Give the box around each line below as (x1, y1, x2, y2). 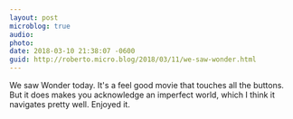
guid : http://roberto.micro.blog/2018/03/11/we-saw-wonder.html (9, 55, 257, 64)
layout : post (9, 13, 59, 23)
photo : (9, 38, 34, 48)
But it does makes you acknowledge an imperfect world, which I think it (9, 89, 276, 100)
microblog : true (9, 22, 71, 31)
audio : (9, 30, 34, 39)
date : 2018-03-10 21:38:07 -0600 (9, 47, 136, 56)
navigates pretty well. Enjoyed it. (9, 99, 131, 109)
